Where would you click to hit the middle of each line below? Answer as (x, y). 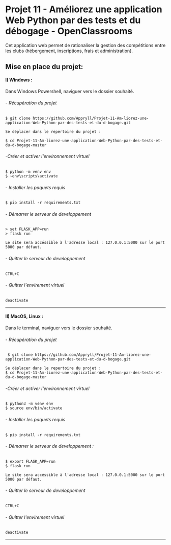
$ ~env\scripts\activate (32, 176)
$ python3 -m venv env (29, 404)
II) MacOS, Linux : (24, 316)
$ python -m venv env (28, 172)
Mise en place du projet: (44, 67)
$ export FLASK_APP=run (31, 461)
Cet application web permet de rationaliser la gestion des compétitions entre (85, 45)
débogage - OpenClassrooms (69, 31)
